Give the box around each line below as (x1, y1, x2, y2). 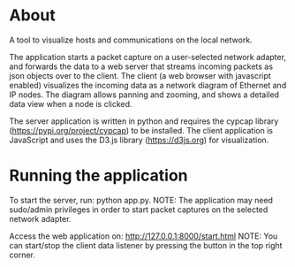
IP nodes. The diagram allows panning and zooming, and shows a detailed (9, 89, 280, 100)
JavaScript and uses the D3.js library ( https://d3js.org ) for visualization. (9, 134, 269, 145)
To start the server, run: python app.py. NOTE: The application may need (9, 195, 274, 205)
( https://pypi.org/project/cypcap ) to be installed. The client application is (9, 125, 274, 135)
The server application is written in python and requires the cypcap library (9, 116, 279, 126)
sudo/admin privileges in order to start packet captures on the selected (9, 204, 269, 215)
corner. (9, 249, 35, 260)
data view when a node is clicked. (9, 98, 132, 109)
